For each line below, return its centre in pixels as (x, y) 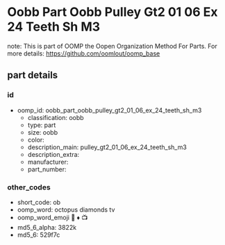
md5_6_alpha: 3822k (47, 227)
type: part (42, 125)
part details (33, 75)
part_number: (47, 169)
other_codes (29, 187)
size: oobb (42, 132)
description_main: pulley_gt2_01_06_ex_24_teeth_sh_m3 (107, 147)
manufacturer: (48, 162)
